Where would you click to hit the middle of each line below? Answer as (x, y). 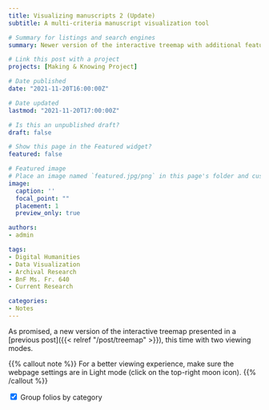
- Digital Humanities (44, 257)
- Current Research (41, 287)
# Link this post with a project (64, 60)
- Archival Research (43, 272)
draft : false (30, 133)
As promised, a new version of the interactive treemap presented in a (122, 331)
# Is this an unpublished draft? (64, 125)
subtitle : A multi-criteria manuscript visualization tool (109, 23)
